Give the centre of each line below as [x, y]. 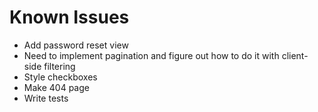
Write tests [46, 98]
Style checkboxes [60, 77]
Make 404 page [56, 87]
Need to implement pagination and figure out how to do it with [151, 55]
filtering [59, 66]
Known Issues [69, 17]
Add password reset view [76, 45]
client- [295, 55]
